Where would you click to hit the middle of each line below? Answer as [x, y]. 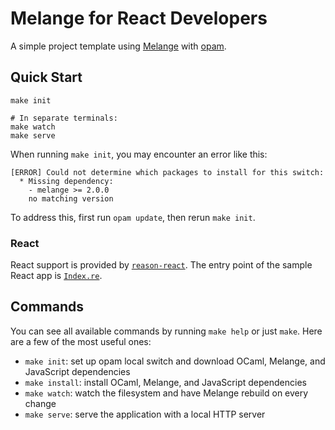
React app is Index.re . [56, 276]
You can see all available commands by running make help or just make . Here [166, 331]
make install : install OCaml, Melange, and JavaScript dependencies [165, 382]
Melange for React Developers [139, 18]
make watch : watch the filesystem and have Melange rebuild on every [166, 393]
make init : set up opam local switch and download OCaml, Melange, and [175, 361]
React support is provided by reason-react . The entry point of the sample [161, 265]
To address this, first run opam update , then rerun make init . [133, 217]
